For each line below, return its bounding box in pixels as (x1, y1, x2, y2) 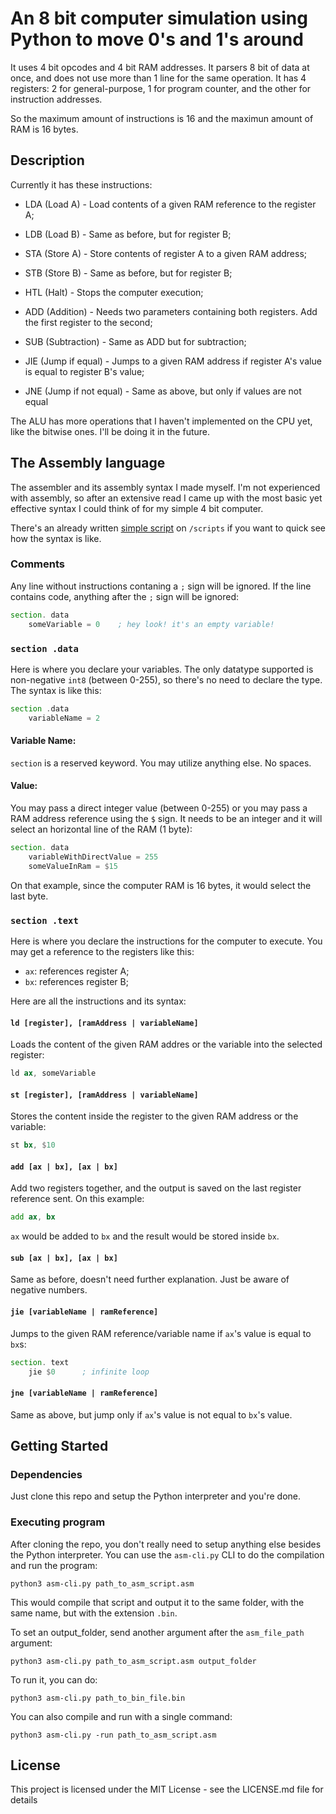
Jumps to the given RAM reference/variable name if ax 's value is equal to (10, 1327, 312, 1339)
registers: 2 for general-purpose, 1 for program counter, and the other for (10, 82, 312, 94)
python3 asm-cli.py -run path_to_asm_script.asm (10, 1730, 217, 1740)
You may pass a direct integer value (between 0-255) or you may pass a (10, 802, 308, 814)
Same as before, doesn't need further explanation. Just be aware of (10, 1273, 290, 1286)
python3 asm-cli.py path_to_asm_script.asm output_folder (10, 1656, 257, 1666)
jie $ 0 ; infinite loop (28, 1367, 150, 1377)
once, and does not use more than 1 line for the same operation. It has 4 (10, 72, 307, 84)
